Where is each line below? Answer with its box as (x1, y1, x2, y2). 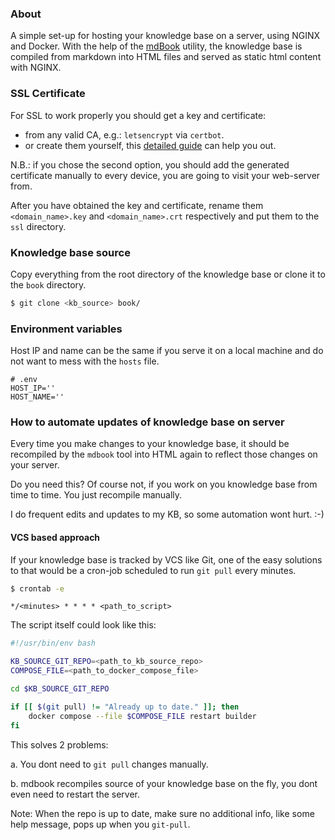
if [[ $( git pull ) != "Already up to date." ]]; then (10, 702, 240, 712)
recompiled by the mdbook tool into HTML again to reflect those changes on (10, 448, 318, 461)
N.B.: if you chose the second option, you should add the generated (10, 158, 290, 171)
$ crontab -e (10, 583, 65, 594)
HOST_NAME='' (10, 392, 65, 402)
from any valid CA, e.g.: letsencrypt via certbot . (24, 128, 225, 141)
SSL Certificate (10, 87, 86, 101)
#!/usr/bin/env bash (10, 638, 97, 649)
